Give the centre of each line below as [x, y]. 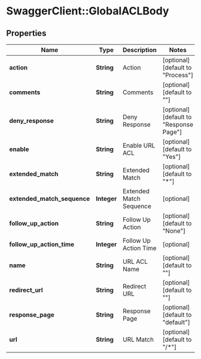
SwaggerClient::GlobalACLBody [88, 11]
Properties [26, 33]
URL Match [138, 340]
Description [139, 50]
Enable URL [139, 145]
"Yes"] [172, 157]
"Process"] [178, 75]
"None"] [174, 231]
